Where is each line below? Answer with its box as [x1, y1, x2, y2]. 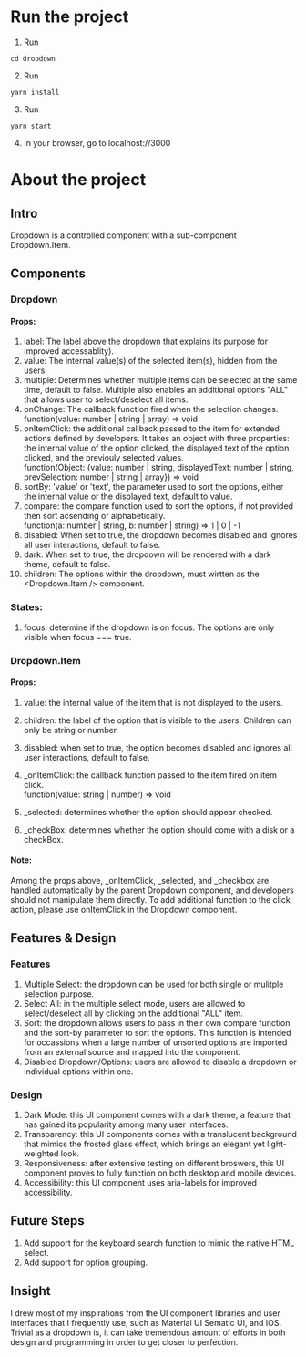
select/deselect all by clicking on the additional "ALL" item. [23, 1008, 244, 1019]
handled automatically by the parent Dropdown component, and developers [10, 885, 294, 896]
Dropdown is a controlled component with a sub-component [10, 230, 238, 241]
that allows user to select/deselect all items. [23, 394, 189, 405]
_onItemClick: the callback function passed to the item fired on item [23, 769, 277, 781]
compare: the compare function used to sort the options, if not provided [23, 501, 294, 512]
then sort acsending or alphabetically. [23, 511, 166, 522]
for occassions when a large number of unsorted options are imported [23, 1037, 288, 1048]
